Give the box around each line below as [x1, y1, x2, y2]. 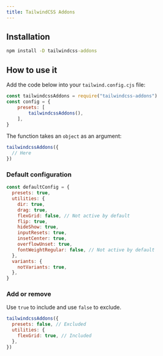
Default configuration [6, 170, 72, 178]
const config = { [6, 99, 51, 105]
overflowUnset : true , [17, 241, 72, 248]
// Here [12, 150, 32, 156]
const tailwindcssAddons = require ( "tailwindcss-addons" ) [6, 93, 157, 99]
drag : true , [17, 206, 48, 213]
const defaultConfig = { [6, 184, 70, 191]
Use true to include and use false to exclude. [6, 304, 121, 311]
